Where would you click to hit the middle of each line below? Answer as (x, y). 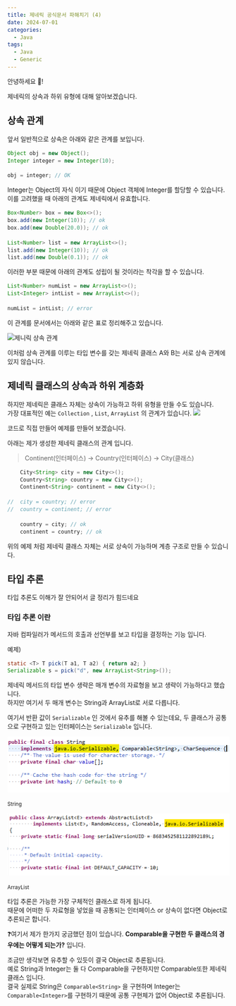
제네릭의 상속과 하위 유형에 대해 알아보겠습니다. (72, 96)
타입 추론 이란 (29, 618)
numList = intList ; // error (50, 308)
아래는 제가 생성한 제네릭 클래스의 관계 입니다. (70, 443)
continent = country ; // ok (61, 532)
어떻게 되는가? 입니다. (56, 945)
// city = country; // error (52, 502)
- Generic (28, 60)
